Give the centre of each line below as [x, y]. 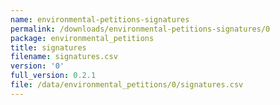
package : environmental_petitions [82, 38]
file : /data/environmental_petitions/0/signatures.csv [127, 85]
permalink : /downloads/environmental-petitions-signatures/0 [140, 29]
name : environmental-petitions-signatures [100, 19]
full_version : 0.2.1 [53, 76]
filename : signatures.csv [64, 57]
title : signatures [48, 47]
